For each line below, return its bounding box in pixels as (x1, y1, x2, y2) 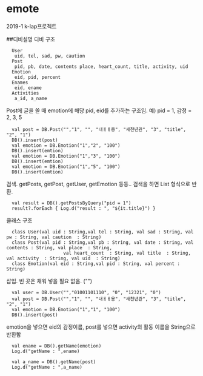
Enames (12, 79, 28, 86)
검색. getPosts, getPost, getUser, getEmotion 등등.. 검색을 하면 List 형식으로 (6, 180, 191, 187)
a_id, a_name (14, 95, 47, 101)
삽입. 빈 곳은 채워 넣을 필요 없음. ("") (6, 277, 93, 284)
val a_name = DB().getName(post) (12, 358, 96, 365)
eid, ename (14, 84, 42, 91)
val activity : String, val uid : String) (6, 255, 121, 261)
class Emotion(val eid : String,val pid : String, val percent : (12, 260, 181, 267)
